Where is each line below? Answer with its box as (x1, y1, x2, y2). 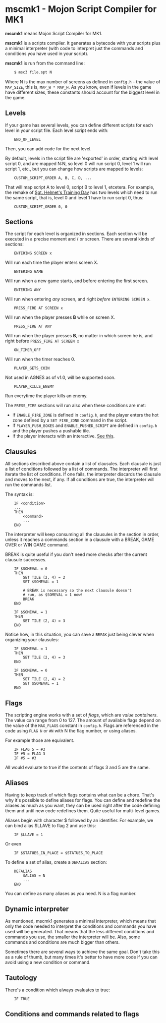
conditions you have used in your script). (5, 51, 89, 57)
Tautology (5, 973, 37, 982)
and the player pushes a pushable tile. (12, 428, 90, 434)
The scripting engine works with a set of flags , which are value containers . (5, 712, 158, 718)
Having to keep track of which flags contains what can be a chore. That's (5, 792, 155, 798)
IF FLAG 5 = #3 (14, 747, 46, 752)
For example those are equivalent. (5, 737, 75, 743)
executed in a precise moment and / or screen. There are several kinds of (5, 236, 155, 242)
